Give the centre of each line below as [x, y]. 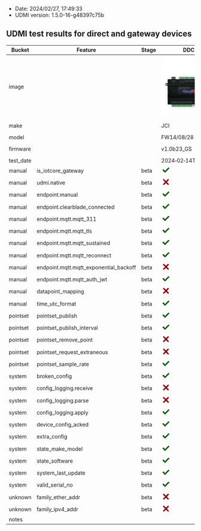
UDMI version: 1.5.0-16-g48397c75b [60, 15]
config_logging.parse [63, 400]
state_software [55, 461]
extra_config [52, 437]
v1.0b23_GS [177, 149]
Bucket [20, 50]
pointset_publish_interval [67, 328]
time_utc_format [57, 304]
